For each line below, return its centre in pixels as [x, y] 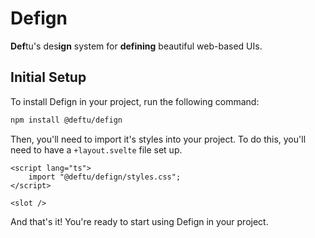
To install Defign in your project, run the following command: [135, 101]
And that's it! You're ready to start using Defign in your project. [139, 221]
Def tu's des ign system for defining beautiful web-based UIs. [136, 46]
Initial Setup [48, 77]
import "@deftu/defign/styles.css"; [105, 177]
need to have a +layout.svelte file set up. [96, 149]
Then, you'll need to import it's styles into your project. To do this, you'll [158, 139]
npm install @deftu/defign [66, 120]
